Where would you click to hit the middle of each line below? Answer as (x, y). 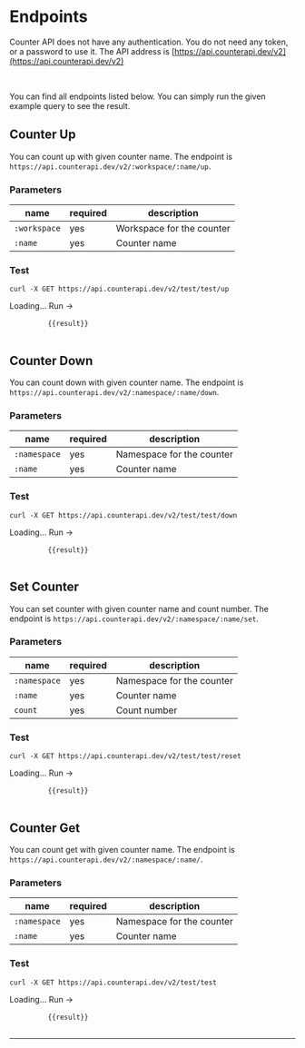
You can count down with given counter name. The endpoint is (127, 382)
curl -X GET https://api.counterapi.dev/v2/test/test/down (123, 515)
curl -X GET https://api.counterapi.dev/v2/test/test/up (119, 289)
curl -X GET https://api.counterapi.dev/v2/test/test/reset (126, 756)
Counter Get (45, 828)
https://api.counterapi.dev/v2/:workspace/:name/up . (110, 166)
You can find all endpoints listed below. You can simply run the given (138, 96)
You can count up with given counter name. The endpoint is (121, 156)
